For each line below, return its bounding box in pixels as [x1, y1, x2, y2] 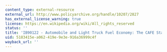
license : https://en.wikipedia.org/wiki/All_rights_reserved [5, 21, 135, 26]
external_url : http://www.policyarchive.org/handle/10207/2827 [5, 12, 139, 17]
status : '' [5, 26, 28, 31]
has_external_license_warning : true [5, 16, 81, 21]
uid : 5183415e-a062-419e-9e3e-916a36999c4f [5, 35, 97, 40]
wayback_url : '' [5, 40, 39, 45]
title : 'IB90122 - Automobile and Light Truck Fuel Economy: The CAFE [5, 30, 155, 35]
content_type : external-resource [5, 7, 75, 12]
